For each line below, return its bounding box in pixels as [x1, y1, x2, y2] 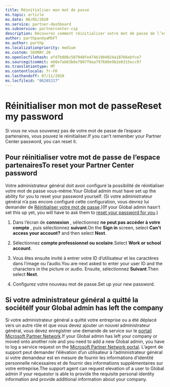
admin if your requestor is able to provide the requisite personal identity [5, 371, 155, 377]
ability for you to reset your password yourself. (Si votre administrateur [5, 193, 153, 199]
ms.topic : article [5, 12, 44, 17]
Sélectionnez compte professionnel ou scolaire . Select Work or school [12, 239, 161, 246]
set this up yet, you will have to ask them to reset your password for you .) [5, 209, 158, 216]
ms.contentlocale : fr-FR [5, 69, 58, 74]
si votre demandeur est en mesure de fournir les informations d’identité [5, 355, 154, 361]
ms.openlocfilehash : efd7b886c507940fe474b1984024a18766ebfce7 [5, 54, 142, 60]
